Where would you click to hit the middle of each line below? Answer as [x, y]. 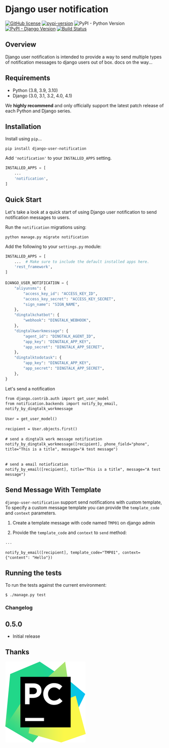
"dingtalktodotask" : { [38, 358]
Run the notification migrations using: [46, 227]
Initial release [26, 636]
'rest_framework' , [33, 267]
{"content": [18, 557]
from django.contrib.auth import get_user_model [57, 399]
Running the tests [33, 573]
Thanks [17, 652]
